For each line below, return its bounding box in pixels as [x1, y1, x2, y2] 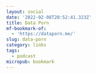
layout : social [6, 8, 44, 15]
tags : [6, 48, 20, 54]
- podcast [11, 53, 36, 59]
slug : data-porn [6, 36, 47, 42]
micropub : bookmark [6, 58, 55, 64]
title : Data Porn [6, 20, 49, 26]
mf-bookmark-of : [6, 25, 47, 32]
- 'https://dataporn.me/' [11, 31, 76, 37]
